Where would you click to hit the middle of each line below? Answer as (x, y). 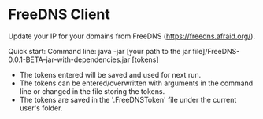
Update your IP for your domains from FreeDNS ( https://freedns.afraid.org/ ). (132, 36)
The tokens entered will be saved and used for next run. (110, 74)
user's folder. (41, 108)
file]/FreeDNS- (216, 51)
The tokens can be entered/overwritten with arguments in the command (136, 83)
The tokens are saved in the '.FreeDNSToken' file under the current (128, 99)
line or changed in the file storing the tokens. (92, 91)
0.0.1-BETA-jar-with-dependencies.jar (69, 59)
